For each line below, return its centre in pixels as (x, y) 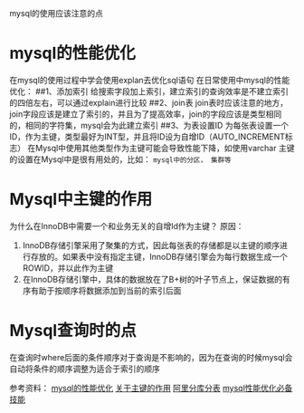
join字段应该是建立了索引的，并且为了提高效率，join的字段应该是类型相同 (146, 114)
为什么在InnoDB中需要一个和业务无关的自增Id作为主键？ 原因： (127, 226)
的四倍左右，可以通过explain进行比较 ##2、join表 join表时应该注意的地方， (149, 102)
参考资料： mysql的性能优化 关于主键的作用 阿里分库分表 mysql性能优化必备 (151, 388)
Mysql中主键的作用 (81, 200)
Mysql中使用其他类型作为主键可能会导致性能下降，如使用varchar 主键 (165, 148)
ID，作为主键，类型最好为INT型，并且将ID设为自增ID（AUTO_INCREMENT (147, 136)
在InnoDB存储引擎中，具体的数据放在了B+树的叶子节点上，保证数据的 (152, 279)
